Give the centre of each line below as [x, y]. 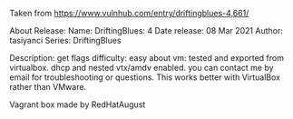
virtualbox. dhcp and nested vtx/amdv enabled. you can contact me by [142, 68]
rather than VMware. [48, 87]
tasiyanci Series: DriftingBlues [65, 40]
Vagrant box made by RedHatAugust [78, 104]
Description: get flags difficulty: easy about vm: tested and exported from [146, 58]
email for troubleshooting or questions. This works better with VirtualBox [145, 77]
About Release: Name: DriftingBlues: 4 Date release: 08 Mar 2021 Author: [146, 30]
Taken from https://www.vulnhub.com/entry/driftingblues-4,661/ [129, 13]
